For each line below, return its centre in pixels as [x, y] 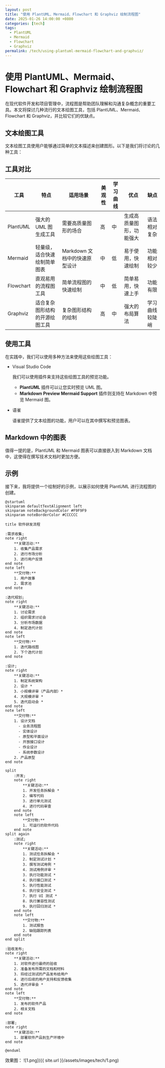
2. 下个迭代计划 [28, 652]
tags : [11, 28]
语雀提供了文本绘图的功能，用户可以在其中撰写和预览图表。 [72, 420]
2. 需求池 [23, 584]
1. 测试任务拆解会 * [41, 854]
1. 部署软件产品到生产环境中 [39, 1037]
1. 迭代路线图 [27, 647]
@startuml [15, 502]
